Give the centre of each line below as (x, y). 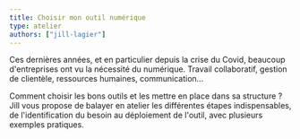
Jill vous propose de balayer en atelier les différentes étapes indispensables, (150, 106)
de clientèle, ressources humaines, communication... (107, 79)
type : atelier (36, 26)
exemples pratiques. (47, 125)
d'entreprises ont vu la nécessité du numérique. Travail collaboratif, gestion (149, 69)
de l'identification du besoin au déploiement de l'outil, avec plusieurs (136, 115)
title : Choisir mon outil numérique (77, 17)
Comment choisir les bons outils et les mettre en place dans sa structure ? (146, 96)
